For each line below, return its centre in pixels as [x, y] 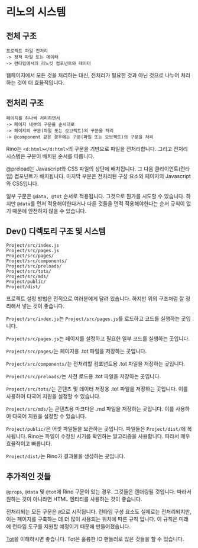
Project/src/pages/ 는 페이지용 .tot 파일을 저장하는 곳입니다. [77, 351]
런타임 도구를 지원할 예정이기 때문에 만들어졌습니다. [72, 527]
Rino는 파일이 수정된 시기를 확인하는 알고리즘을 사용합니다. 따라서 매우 [109, 436]
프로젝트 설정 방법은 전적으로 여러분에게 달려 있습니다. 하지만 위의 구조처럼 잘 [95, 298]
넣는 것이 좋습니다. [43, 306]
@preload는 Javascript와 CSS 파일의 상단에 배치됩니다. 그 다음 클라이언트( [93, 169]
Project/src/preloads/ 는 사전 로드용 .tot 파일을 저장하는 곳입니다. [84, 376]
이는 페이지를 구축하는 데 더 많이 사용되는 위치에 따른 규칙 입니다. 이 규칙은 [92, 519]
